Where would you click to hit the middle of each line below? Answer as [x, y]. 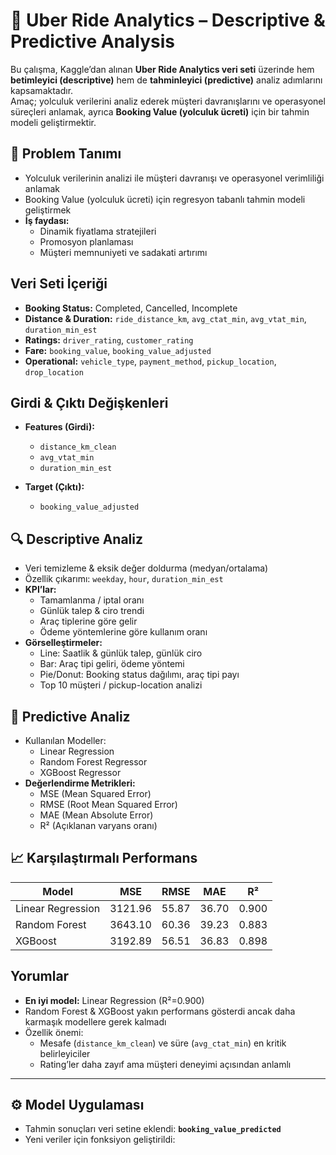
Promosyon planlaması [86, 241]
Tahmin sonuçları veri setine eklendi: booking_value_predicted [153, 1129]
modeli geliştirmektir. [53, 122]
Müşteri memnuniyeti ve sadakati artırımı [123, 252]
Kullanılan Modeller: [65, 740]
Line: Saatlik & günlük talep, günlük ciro [121, 653]
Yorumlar [40, 976]
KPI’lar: [40, 590]
